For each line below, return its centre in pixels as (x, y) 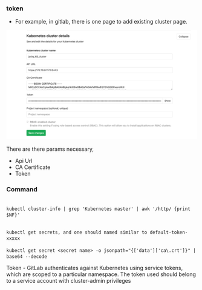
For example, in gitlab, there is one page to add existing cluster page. (101, 22)
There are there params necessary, (50, 149)
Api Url (24, 161)
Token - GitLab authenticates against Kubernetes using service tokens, (95, 268)
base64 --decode (27, 256)
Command (22, 189)
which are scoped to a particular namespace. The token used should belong (101, 274)
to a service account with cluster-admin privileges (69, 280)
